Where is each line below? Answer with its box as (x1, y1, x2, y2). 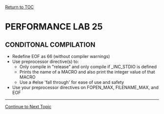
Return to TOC (5, 4, 34, 10)
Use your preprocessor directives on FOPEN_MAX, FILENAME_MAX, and (12, 85, 159, 90)
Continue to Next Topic (5, 104, 52, 109)
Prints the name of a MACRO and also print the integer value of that (19, 69, 155, 75)
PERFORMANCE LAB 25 (5, 21, 103, 32)
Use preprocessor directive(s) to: (12, 58, 79, 64)
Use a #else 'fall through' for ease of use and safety (19, 79, 124, 85)
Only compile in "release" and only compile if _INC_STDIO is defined (19, 64, 157, 70)
